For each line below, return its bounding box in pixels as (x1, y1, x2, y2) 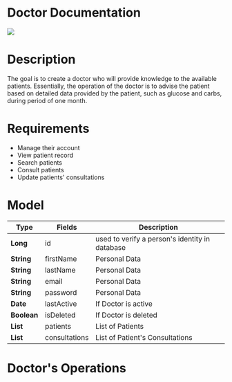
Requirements (7, 121, 90, 136)
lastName (44, 265, 76, 275)
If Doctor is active (95, 299, 153, 309)
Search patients (17, 158, 62, 167)
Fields (56, 222, 77, 232)
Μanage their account (17, 143, 81, 152)
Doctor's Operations (7, 360, 126, 376)
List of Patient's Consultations (95, 332, 193, 342)
